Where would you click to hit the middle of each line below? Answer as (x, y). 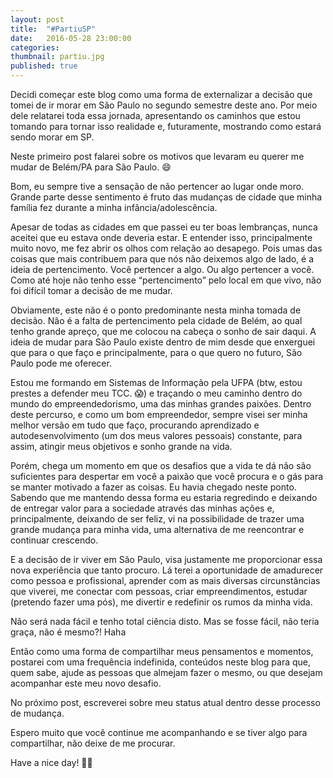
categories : (35, 47)
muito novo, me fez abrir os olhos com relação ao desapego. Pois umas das (166, 248)
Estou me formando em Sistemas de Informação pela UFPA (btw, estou (156, 382)
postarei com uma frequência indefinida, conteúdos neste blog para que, (160, 662)
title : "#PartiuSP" (53, 29)
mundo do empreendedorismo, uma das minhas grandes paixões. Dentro (161, 404)
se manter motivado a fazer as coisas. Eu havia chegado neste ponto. (153, 487)
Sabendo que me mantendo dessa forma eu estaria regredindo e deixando (164, 497)
